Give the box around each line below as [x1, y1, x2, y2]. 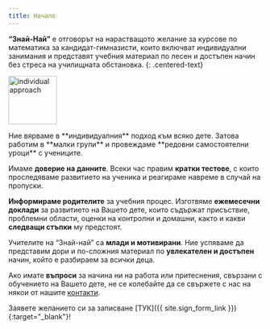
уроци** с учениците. [8, 148, 83, 157]
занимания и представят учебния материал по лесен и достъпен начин [8, 51, 255, 60]
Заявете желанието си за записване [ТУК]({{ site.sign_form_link [8, 303, 226, 313]
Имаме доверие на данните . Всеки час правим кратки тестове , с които [8, 163, 260, 173]
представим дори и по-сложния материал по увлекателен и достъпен [8, 246, 255, 256]
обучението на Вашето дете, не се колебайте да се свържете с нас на [8, 279, 251, 289]
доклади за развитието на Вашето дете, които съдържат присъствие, [8, 205, 250, 214]
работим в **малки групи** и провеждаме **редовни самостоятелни [8, 139, 249, 149]
